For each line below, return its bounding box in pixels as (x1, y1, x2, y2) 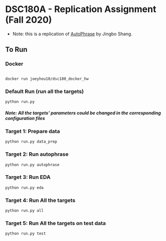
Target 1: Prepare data (5, 128, 60, 135)
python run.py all (5, 208, 44, 213)
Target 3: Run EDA (5, 174, 51, 181)
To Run (5, 45, 28, 54)
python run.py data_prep (5, 139, 57, 144)
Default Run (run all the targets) (5, 88, 84, 95)
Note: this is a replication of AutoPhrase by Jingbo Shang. (12, 31, 132, 37)
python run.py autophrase (5, 162, 59, 167)
